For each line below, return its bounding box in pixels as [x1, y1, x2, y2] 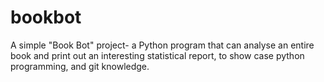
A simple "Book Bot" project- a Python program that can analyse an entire [10, 39, 315, 51]
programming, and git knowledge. [10, 60, 150, 72]
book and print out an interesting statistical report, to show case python [10, 49, 305, 61]
